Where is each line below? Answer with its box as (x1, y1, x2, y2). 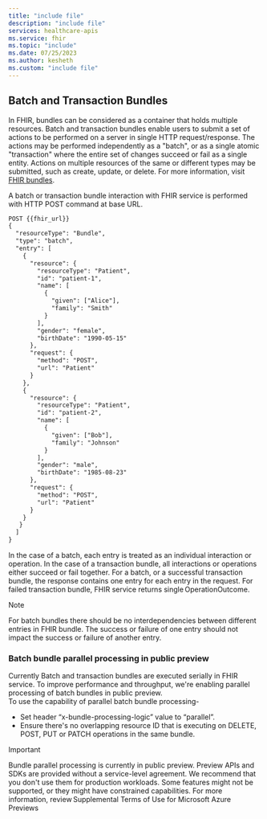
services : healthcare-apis (8, 27, 99, 35)
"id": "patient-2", (37, 409, 103, 417)
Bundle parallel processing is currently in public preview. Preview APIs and (8, 760, 255, 770)
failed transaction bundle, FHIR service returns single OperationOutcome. (8, 584, 250, 595)
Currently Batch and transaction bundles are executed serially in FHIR (8, 671, 238, 681)
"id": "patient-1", (37, 274, 103, 282)
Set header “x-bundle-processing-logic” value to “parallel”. (19, 712, 215, 722)
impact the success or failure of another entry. (8, 633, 162, 643)
